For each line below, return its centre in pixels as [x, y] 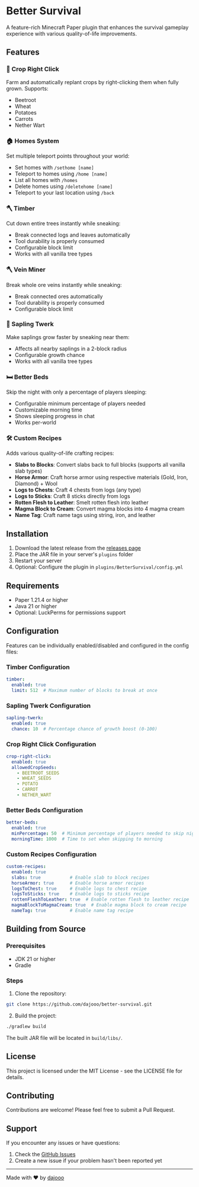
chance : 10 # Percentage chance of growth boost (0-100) [85, 729]
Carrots [24, 119]
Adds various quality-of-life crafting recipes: [60, 453]
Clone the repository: [41, 993]
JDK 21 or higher [35, 959]
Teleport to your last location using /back [64, 192]
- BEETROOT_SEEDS [38, 773]
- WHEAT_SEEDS [34, 778]
